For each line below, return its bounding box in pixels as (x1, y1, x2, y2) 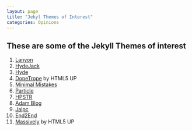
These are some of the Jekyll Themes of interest (6, 41, 186, 51)
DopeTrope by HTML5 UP (15, 75, 78, 82)
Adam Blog (15, 100, 42, 107)
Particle (15, 87, 34, 94)
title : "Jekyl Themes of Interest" (6, 14, 93, 20)
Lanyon (15, 56, 33, 63)
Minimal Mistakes (15, 81, 57, 88)
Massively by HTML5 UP (15, 118, 75, 125)
